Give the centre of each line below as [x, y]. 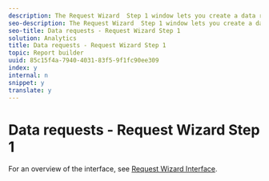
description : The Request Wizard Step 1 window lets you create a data [132, 16]
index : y [23, 68]
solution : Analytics [43, 38]
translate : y [30, 90]
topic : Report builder [46, 53]
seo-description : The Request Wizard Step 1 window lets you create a [130, 23]
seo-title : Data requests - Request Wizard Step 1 [94, 30]
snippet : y [26, 82]
